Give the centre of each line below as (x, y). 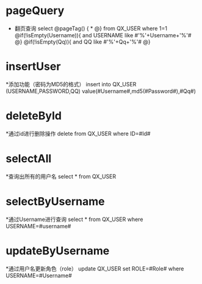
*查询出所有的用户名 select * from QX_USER (61, 176)
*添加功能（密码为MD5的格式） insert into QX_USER (71, 84)
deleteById (34, 116)
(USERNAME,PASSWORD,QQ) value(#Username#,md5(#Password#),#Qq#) (101, 91)
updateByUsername (58, 251)
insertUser (33, 66)
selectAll (29, 159)
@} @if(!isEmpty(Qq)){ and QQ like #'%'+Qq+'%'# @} (82, 42)
